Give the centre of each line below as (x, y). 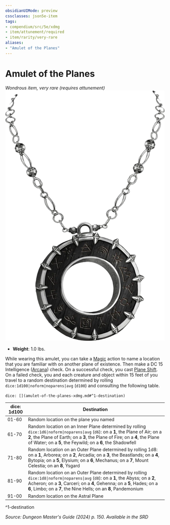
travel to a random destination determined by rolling (59, 380)
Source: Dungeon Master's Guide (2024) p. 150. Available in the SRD (77, 517)
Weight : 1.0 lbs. (29, 349)
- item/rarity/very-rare (31, 37)
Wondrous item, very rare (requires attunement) (55, 88)
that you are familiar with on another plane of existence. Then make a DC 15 (84, 364)
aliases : (14, 43)
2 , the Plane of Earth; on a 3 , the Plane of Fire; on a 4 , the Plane (94, 437)
